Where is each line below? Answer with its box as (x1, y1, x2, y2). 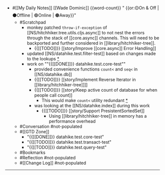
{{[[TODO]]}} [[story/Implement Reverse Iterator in (34, 76, 136, 82)
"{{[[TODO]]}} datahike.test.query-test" (27, 145, 107, 150)
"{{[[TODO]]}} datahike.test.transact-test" (27, 139, 112, 145)
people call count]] (34, 92, 73, 98)
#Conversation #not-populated (19, 124, 82, 129)
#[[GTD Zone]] (19, 129, 50, 134)
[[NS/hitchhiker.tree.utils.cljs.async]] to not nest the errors (27, 30, 145, 35)
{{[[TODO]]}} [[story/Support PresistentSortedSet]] (41, 108, 145, 114)
